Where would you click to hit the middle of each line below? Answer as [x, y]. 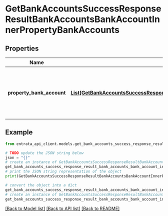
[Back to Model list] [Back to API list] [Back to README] [62, 208]
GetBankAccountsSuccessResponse [83, 9]
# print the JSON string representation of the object [63, 171]
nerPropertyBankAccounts [62, 30]
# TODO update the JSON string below [44, 153]
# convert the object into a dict [41, 185]
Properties [22, 48]
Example [19, 132]
